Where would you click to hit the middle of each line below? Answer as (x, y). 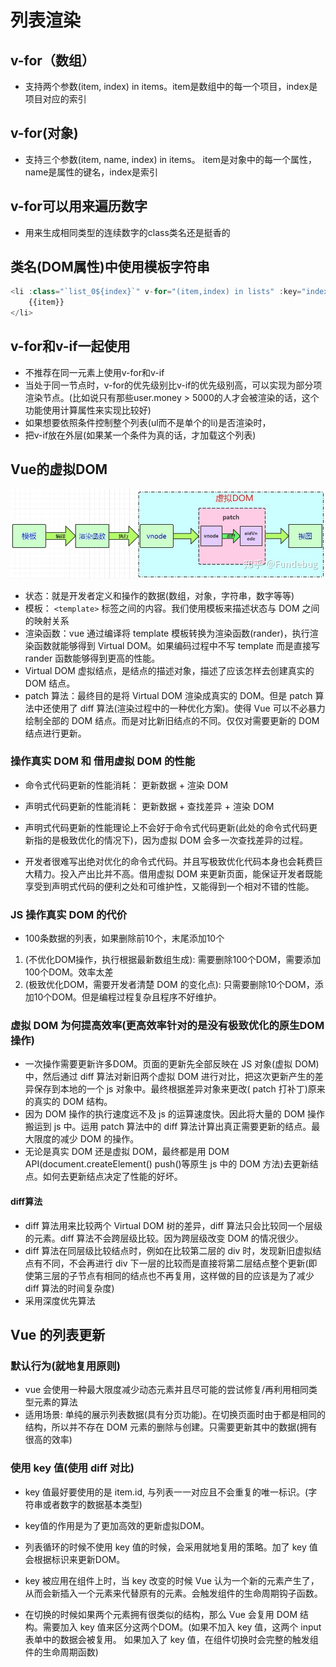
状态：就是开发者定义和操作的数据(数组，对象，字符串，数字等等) (159, 595)
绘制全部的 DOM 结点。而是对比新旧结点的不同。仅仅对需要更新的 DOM (172, 720)
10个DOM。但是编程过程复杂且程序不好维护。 (127, 997)
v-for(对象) (44, 133)
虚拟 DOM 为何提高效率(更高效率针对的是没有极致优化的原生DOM (167, 1026)
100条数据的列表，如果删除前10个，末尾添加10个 (124, 938)
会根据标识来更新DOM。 (75, 1559)
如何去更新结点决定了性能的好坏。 (112, 1177)
